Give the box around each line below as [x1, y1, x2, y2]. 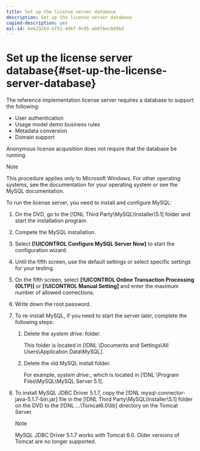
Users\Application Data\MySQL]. [23, 348, 104, 355]
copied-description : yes [6, 20, 68, 26]
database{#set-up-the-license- [6, 64, 167, 78]
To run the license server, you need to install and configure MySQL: [6, 199, 172, 207]
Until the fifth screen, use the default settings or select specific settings [14, 258, 191, 265]
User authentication [14, 114, 64, 122]
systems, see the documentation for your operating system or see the [6, 181, 178, 189]
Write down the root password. [14, 301, 91, 308]
